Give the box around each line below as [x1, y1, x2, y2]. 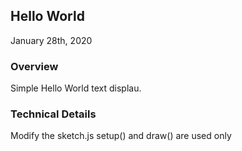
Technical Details [10, 107, 97, 121]
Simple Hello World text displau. [10, 82, 142, 94]
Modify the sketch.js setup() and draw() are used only [10, 130, 232, 142]
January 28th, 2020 [10, 34, 93, 46]
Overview [10, 59, 59, 73]
